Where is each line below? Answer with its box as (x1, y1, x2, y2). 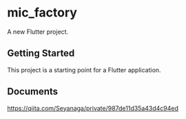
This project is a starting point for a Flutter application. (7, 65, 161, 74)
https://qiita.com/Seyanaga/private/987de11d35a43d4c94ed (7, 104, 179, 112)
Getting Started (7, 47, 75, 59)
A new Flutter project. (7, 28, 69, 36)
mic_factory (7, 5, 78, 21)
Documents (7, 86, 59, 98)
